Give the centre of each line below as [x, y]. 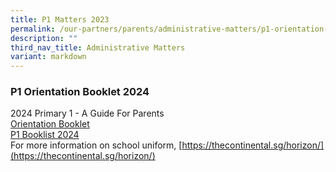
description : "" [44, 38]
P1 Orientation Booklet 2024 [80, 92]
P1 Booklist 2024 [45, 135]
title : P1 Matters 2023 [60, 19]
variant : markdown [48, 57]
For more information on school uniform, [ [96, 145]
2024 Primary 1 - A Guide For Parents [87, 113]
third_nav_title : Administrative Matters [98, 47]
